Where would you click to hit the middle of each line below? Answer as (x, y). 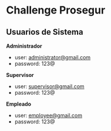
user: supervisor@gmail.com (49, 86)
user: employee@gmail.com (48, 115)
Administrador (24, 46)
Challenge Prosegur (56, 10)
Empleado (18, 104)
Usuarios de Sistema (45, 32)
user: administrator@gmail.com (53, 57)
